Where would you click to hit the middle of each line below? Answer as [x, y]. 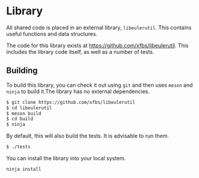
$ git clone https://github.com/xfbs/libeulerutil [71, 102]
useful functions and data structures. [52, 33]
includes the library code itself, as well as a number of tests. [80, 51]
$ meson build [24, 113]
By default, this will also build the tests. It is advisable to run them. [88, 136]
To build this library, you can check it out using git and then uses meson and [99, 85]
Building [22, 71]
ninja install [24, 169]
